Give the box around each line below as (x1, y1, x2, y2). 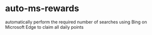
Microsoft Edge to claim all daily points (5, 24, 84, 30)
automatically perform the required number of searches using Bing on (5, 19, 147, 25)
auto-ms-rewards (5, 3, 79, 14)
